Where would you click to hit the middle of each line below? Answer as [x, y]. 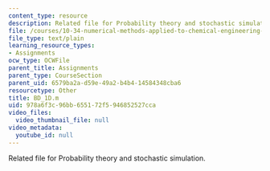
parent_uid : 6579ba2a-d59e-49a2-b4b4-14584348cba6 [95, 83]
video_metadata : [35, 128]
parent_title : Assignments [53, 68]
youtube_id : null [45, 135]
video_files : [30, 113]
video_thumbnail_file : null [63, 120]
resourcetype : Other [43, 90]
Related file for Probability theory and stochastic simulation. [107, 158]
